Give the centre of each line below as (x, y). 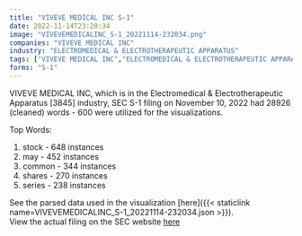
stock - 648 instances (63, 147)
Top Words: (31, 129)
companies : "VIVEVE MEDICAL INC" (72, 43)
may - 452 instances (61, 156)
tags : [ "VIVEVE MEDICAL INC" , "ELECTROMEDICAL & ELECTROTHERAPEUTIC (138, 59)
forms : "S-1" (34, 68)
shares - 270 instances (65, 175)
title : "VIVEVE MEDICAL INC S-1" (72, 17)
